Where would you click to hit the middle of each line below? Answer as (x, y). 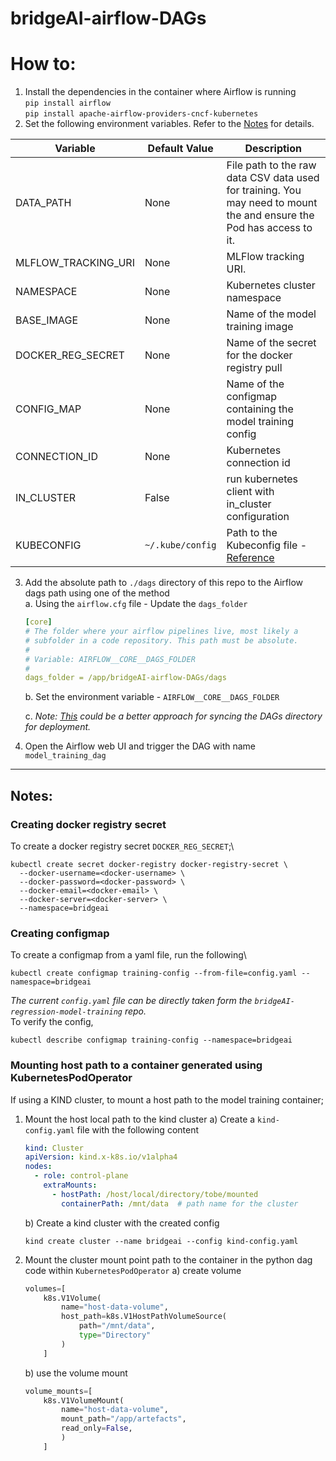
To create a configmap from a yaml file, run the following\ (128, 955)
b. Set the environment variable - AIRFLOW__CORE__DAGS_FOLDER (152, 697)
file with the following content (138, 1129)
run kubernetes (262, 479)
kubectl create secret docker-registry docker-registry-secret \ (149, 864)
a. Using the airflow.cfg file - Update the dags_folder (136, 604)
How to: (43, 64)
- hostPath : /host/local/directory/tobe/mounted (155, 1194)
